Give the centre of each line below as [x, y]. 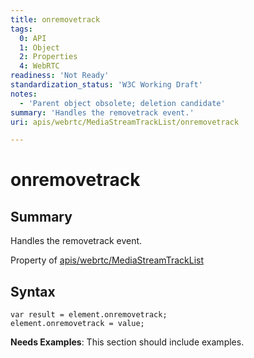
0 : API [33, 38]
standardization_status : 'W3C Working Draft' [106, 85]
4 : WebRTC [39, 66]
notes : [24, 94]
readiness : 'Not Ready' [60, 76]
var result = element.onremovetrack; [89, 315]
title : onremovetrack [55, 19]
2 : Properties [48, 57]
